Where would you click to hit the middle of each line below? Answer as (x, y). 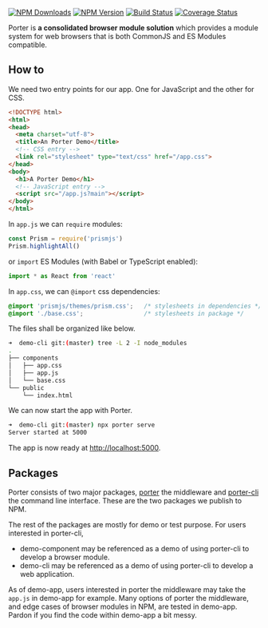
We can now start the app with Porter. (71, 411)
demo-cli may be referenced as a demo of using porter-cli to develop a (136, 566)
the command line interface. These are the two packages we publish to (125, 501)
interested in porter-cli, (46, 533)
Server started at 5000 (48, 433)
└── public (26, 388)
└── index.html (48, 395)
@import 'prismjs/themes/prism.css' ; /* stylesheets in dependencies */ (135, 306)
